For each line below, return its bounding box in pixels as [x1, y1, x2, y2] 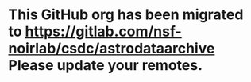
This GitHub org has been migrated [8, 6, 244, 24]
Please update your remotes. [8, 57, 203, 75]
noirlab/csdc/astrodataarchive [8, 40, 215, 57]
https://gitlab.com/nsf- [25, 22, 183, 41]
